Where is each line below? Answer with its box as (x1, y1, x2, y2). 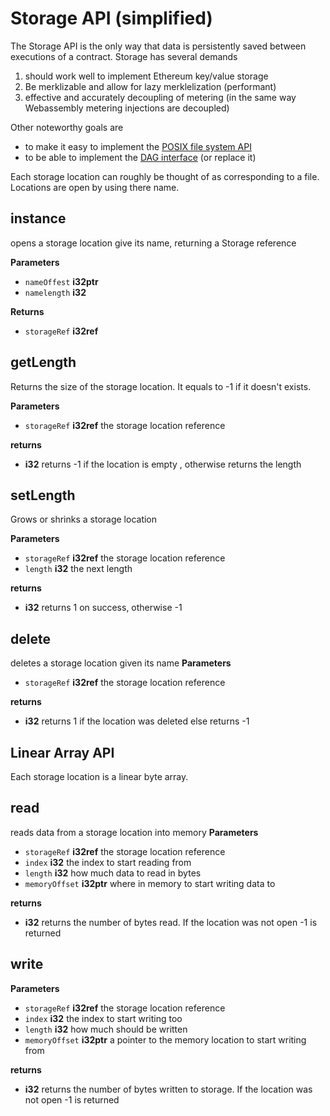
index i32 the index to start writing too (24, 1012, 183, 1024)
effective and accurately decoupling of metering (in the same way (24, 91, 297, 103)
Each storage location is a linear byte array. (10, 771, 189, 782)
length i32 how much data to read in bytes (24, 867, 202, 879)
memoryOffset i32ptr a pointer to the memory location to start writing (24, 1033, 307, 1046)
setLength (10, 487, 76, 504)
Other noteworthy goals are (10, 121, 124, 133)
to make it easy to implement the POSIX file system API (24, 140, 252, 152)
